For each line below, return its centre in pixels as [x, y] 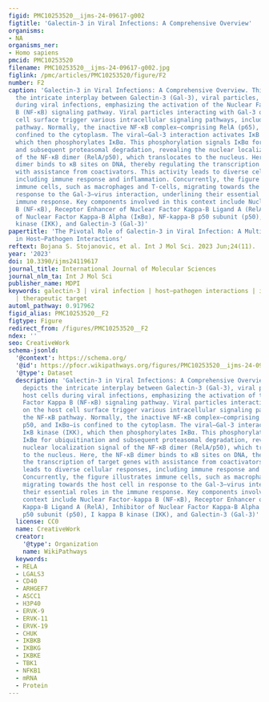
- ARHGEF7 [32, 589]
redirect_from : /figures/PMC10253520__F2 [78, 328]
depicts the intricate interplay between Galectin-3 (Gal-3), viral [139, 388]
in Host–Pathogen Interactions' [70, 239]
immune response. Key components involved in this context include [130, 202]
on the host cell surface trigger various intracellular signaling [137, 410]
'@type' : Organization [60, 544]
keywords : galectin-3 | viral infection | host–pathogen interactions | [132, 291]
